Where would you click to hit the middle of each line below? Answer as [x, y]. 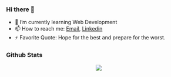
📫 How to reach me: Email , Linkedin [58, 29]
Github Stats [24, 55]
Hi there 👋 [21, 9]
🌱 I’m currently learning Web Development [66, 22]
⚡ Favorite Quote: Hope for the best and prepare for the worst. [90, 38]
